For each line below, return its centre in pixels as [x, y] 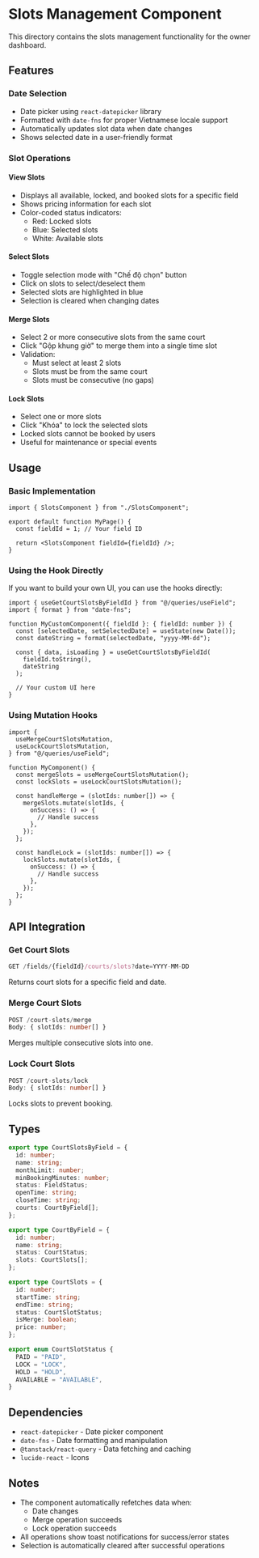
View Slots [27, 177]
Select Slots [29, 257]
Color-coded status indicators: [71, 212]
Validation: [38, 354]
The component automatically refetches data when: [106, 1502]
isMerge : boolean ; [47, 1320]
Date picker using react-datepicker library [91, 111]
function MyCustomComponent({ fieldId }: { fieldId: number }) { [120, 624]
